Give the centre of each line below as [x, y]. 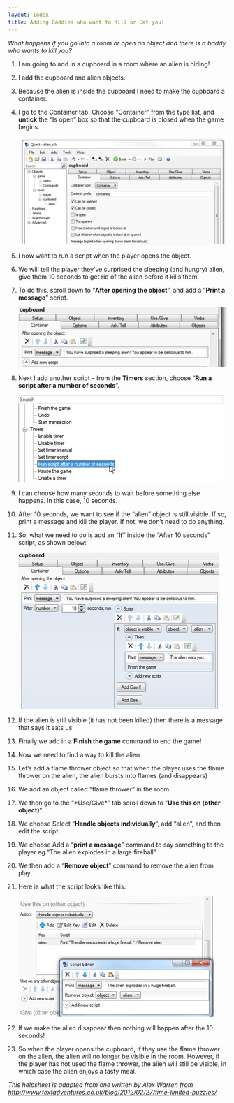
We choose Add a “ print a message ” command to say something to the [121, 845]
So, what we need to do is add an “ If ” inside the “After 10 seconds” [114, 535]
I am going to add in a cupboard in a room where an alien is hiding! [114, 64]
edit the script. [39, 831]
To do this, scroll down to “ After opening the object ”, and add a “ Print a [122, 291]
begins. [29, 126]
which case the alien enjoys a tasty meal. [77, 1072]
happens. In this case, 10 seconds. [68, 501]
